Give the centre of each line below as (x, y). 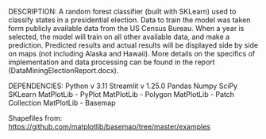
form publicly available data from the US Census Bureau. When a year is (126, 28)
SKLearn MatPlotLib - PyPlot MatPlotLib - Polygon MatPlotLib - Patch (121, 94)
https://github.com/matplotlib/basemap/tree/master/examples (109, 127)
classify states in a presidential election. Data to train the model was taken (129, 20)
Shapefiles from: (35, 118)
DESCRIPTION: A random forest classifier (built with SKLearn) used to (122, 12)
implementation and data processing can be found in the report (112, 62)
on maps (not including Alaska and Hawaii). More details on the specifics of (132, 54)
